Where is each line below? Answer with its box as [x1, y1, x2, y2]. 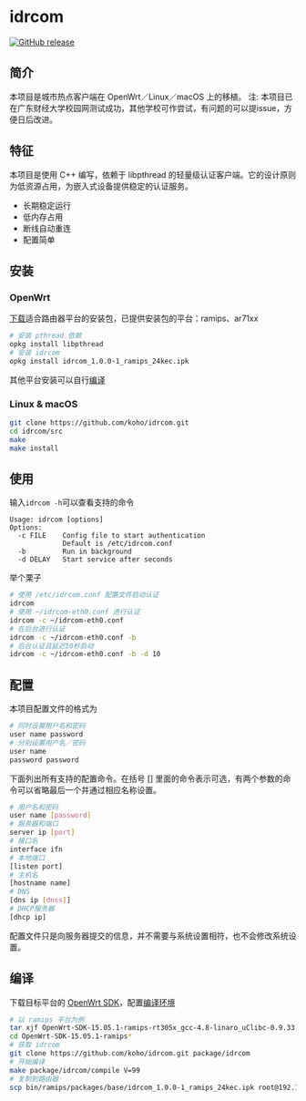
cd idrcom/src [9, 427, 64, 436]
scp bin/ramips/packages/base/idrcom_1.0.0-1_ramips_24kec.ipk [9, 1083, 255, 1092]
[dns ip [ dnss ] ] [9, 896, 71, 905]
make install [9, 444, 59, 453]
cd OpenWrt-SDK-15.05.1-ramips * [9, 1032, 132, 1041]
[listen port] [9, 861, 64, 871]
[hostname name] [9, 879, 71, 888]
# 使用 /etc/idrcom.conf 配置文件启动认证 [9, 591, 159, 600]
